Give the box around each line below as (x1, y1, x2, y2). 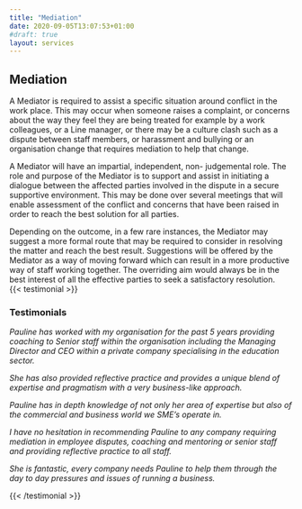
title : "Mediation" (9, 13, 83, 23)
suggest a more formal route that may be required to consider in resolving (9, 236, 283, 247)
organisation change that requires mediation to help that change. (9, 143, 250, 154)
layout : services (9, 38, 75, 48)
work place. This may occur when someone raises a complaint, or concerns (9, 105, 290, 116)
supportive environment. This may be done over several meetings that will (9, 190, 283, 201)
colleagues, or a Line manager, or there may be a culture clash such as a (9, 124, 279, 135)
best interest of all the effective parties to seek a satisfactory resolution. (9, 274, 276, 285)
